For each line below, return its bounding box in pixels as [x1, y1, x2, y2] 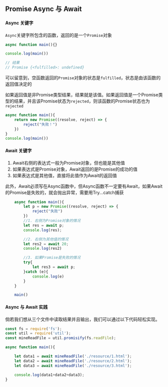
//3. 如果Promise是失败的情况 [23, 255, 81, 260]
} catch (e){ [23, 269, 49, 274]
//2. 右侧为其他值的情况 [23, 237, 69, 242]
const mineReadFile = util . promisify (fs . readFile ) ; [5, 336, 116, 341]
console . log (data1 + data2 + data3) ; [14, 372, 85, 377]
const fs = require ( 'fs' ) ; [5, 326, 62, 331]
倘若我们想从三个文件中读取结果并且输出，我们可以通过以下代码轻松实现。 [5, 316, 160, 322]
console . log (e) [32, 274, 65, 279]
